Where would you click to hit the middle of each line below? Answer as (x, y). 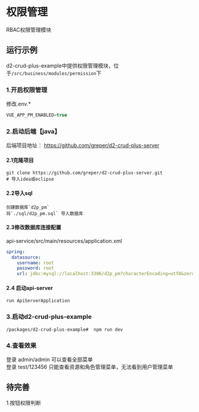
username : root (36, 263)
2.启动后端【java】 (33, 131)
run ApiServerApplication (38, 301)
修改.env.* (19, 104)
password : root (36, 268)
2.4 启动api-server (30, 288)
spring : (16, 252)
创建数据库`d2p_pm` (28, 207)
